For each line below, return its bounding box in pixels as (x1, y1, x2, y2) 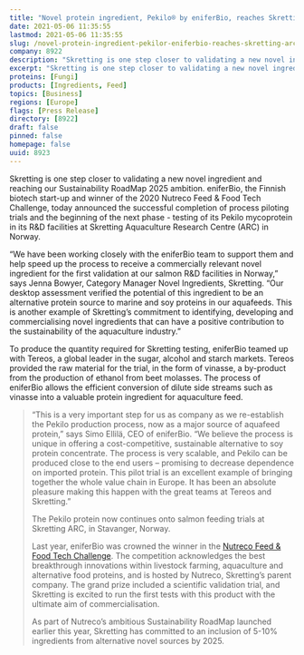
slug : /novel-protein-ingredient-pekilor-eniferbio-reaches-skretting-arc (9, 38, 298, 48)
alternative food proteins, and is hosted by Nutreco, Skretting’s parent (31, 569, 292, 581)
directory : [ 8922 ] (9, 114, 79, 123)
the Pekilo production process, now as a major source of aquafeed (31, 418, 280, 429)
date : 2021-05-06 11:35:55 (9, 22, 111, 31)
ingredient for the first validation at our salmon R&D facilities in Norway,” (9, 268, 279, 279)
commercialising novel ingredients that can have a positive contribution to (9, 316, 285, 327)
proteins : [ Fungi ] (9, 73, 79, 82)
